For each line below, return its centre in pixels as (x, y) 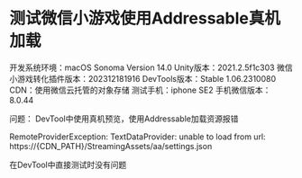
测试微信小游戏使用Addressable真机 (145, 18)
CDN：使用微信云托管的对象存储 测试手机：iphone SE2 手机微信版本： (140, 90)
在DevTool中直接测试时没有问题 (68, 165)
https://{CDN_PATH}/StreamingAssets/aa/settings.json (111, 146)
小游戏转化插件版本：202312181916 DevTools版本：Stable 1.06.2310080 (143, 78)
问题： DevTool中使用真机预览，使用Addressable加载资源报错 (124, 119)
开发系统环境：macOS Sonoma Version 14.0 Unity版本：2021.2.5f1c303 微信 (151, 67)
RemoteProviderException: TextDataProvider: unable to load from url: (137, 137)
